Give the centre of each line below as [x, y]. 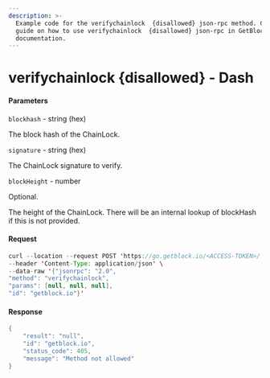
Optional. [23, 196]
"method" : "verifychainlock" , [59, 278]
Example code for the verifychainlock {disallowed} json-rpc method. [136, 23]
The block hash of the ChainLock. [64, 134]
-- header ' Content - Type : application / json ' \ [86, 263]
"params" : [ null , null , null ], [61, 286]
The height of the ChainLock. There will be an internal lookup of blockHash [133, 212]
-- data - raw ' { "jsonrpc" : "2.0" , [62, 271]
